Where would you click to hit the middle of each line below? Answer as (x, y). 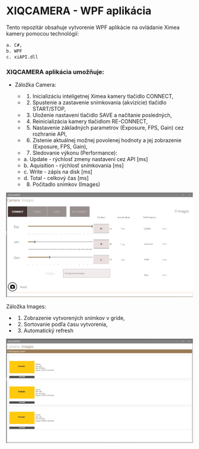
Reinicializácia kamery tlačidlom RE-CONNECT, (90, 121)
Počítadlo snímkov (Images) (66, 184)
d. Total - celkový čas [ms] (56, 178)
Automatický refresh (49, 331)
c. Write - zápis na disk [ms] (58, 172)
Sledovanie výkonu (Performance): (75, 153)
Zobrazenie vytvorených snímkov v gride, (74, 317)
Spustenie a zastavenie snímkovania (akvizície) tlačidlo (99, 102)
